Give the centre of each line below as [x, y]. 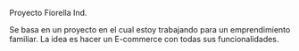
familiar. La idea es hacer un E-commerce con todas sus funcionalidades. [144, 39]
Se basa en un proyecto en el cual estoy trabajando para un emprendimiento [150, 29]
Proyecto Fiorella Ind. [48, 13]
